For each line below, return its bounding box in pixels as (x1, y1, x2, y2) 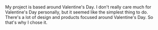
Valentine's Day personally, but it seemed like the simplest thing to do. (5, 9, 148, 15)
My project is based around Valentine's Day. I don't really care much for (5, 4, 152, 10)
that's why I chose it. (5, 19, 48, 25)
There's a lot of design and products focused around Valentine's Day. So (5, 15, 154, 20)
